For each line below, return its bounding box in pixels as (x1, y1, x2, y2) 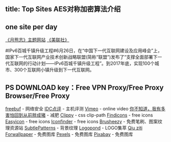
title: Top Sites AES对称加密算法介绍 (5, 5, 121, 14)
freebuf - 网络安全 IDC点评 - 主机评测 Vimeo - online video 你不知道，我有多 (5, 106, 166, 112)
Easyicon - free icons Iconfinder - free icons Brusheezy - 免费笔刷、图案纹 (5, 119, 162, 125)
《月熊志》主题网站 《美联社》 (5, 37, 69, 43)
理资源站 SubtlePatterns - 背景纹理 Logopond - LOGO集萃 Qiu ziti (5, 125, 143, 131)
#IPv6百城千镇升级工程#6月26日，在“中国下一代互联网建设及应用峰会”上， (5, 48, 162, 54)
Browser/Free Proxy (5, 91, 70, 100)
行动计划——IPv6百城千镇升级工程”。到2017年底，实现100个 (27, 60, 155, 66)
